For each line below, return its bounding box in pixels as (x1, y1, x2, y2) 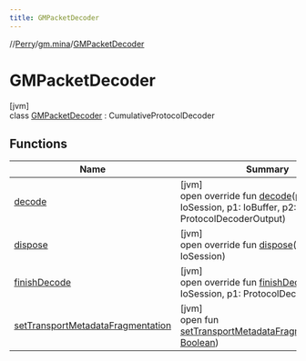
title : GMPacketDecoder (9, 13, 100, 23)
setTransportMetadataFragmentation (14, 319, 171, 332)
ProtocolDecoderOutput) (179, 213, 287, 226)
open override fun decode (179, 190, 292, 203)
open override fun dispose (179, 238, 293, 251)
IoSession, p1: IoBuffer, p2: (179, 201, 297, 214)
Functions (9, 135, 68, 151)
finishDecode (14, 276, 71, 289)
